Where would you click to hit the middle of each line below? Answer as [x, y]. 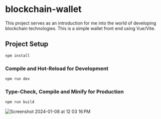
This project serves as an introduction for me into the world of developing [81, 23]
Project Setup [27, 44]
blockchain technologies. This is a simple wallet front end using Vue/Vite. [80, 28]
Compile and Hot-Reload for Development [57, 68]
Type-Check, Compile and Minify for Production [65, 91]
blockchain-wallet [43, 9]
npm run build [20, 102]
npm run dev [17, 78]
